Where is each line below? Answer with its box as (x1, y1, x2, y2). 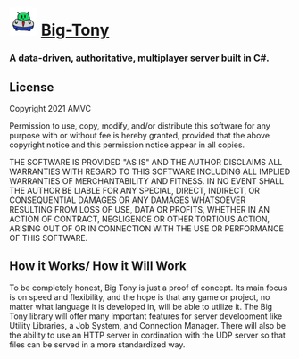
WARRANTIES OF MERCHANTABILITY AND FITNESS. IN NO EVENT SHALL (9, 175, 285, 186)
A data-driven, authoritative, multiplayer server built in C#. (9, 52, 270, 64)
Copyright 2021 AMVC (9, 103, 92, 113)
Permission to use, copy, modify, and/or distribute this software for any (9, 120, 270, 131)
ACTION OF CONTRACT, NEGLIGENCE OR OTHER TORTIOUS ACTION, (9, 213, 270, 224)
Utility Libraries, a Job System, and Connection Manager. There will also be (9, 320, 287, 330)
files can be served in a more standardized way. (9, 338, 186, 350)
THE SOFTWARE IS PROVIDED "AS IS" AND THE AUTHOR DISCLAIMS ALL (9, 156, 283, 167)
